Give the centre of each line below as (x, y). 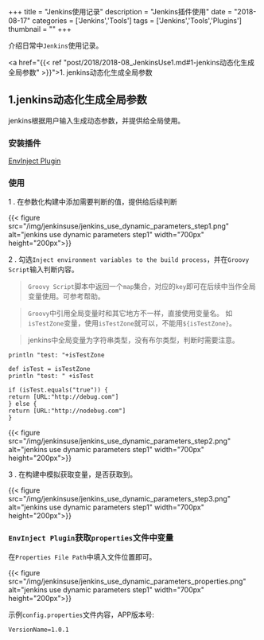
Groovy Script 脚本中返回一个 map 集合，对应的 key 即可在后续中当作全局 (142, 287)
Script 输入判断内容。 (43, 270)
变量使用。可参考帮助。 (66, 296)
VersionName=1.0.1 (39, 630)
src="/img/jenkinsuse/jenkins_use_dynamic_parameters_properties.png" (127, 581)
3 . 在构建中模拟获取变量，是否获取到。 (73, 474)
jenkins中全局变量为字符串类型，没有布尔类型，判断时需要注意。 (134, 340)
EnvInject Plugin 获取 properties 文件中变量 (91, 538)
